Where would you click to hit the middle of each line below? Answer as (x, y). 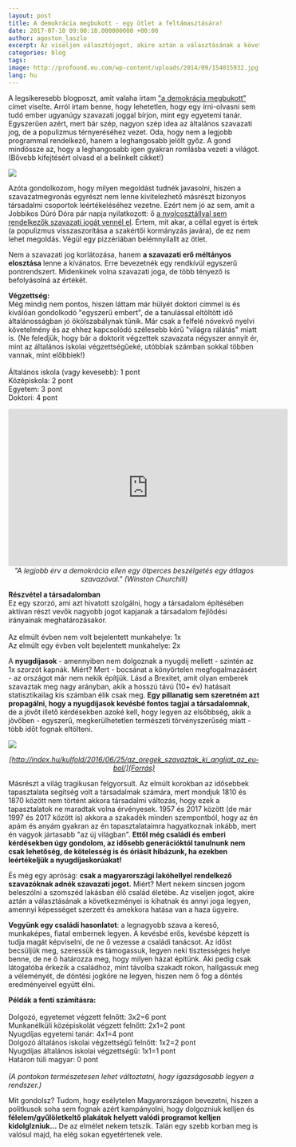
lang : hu (23, 75)
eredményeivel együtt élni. (52, 984)
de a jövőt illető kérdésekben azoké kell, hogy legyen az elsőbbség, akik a (130, 712)
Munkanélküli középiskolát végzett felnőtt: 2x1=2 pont (97, 1025)
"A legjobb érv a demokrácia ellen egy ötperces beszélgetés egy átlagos (134, 570)
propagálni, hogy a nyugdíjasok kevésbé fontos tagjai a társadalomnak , (129, 703)
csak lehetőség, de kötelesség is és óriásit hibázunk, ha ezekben (118, 851)
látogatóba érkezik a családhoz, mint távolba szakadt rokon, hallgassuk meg (134, 967)
